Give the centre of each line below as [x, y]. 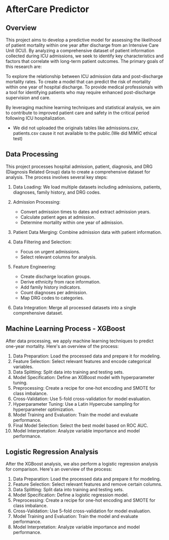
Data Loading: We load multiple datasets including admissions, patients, [87, 187]
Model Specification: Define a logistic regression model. [71, 495]
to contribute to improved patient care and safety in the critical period [77, 113]
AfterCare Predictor [47, 9]
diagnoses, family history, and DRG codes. [57, 192]
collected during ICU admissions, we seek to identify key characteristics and [85, 56]
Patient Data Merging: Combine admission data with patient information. [87, 232]
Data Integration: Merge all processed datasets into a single [74, 307]
